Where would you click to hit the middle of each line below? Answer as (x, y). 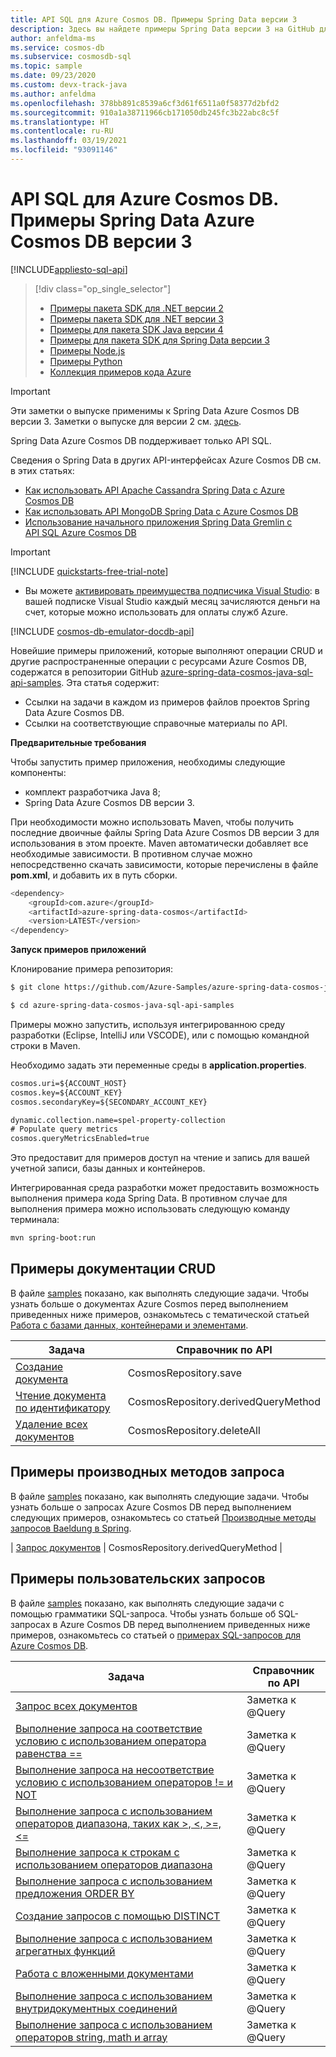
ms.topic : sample (46, 66)
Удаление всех (51, 1424)
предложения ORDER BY (75, 1893)
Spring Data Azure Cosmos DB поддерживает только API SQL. (141, 440)
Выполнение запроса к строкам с (97, 1852)
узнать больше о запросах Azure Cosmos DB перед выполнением (151, 1507)
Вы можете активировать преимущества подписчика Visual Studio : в (172, 590)
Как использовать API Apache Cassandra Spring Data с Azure (154, 490)
